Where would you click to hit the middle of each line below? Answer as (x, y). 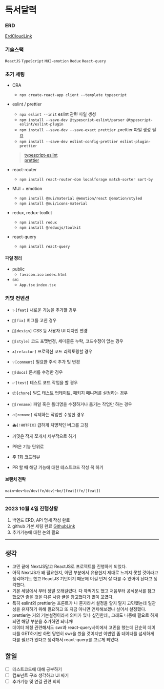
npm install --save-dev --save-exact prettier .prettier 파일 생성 (85, 130)
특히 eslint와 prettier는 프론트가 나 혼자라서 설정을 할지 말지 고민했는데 (80, 603)
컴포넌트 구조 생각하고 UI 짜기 (41, 675)
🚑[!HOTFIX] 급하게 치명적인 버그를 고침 (50, 425)
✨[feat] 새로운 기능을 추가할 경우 (44, 310)
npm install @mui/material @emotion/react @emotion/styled (81, 199)
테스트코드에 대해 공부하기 (37, 669)
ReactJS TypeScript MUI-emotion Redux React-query (56, 61)
